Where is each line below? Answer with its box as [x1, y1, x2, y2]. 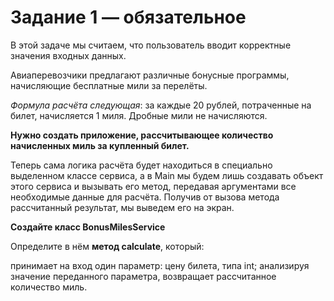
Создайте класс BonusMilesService [10, 221, 166, 233]
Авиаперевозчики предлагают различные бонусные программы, [10, 69, 290, 81]
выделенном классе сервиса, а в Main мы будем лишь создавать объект [10, 169, 324, 181]
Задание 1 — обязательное [10, 6, 247, 29]
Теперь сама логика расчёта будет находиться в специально [10, 159, 273, 171]
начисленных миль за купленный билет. [10, 139, 190, 151]
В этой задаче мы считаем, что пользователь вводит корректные [10, 39, 292, 51]
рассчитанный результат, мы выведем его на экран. [10, 201, 235, 213]
